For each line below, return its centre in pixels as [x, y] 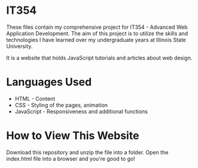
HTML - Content [35, 98]
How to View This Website [73, 136]
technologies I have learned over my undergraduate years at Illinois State [96, 40]
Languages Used [49, 82]
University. [19, 46]
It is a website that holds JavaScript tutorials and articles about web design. [99, 58]
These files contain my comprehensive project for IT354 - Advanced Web [97, 27]
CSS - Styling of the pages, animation [61, 105]
